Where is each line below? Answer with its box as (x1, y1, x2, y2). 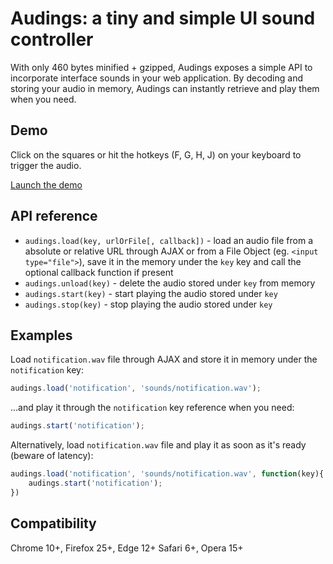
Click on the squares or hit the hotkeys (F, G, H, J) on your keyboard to (10, 148, 302, 161)
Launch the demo (10, 178, 83, 191)
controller (10, 28, 94, 51)
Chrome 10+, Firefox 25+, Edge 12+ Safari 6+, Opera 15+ (10, 542, 244, 554)
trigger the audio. (10, 159, 82, 171)
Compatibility (10, 515, 97, 532)
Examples (10, 327, 73, 344)
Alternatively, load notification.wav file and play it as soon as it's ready (10, 439, 307, 451)
